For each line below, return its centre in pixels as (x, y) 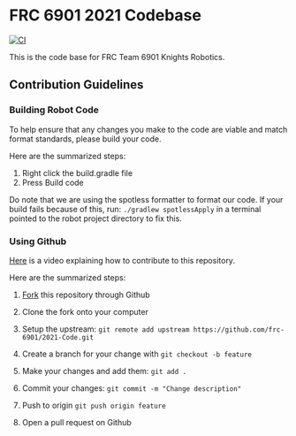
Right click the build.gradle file (77, 172)
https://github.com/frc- (239, 329)
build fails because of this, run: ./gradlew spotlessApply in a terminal (135, 209)
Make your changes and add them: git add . (104, 371)
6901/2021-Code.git (58, 337)
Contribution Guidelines (76, 85)
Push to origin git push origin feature (94, 405)
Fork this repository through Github (86, 294)
